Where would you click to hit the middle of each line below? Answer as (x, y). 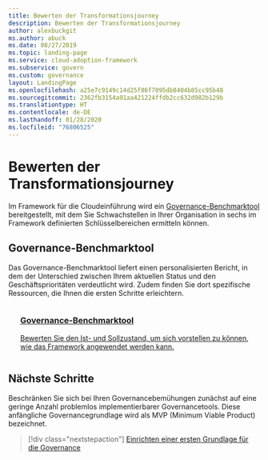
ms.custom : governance (46, 75)
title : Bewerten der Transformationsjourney (84, 16)
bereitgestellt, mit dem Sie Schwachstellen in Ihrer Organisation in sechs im (132, 214)
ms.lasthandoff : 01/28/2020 (55, 120)
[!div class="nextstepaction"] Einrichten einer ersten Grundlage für (138, 439)
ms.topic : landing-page (48, 53)
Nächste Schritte (51, 379)
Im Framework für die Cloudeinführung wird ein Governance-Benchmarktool (134, 206)
